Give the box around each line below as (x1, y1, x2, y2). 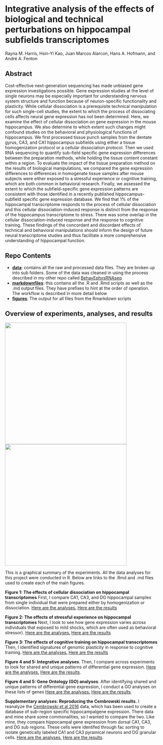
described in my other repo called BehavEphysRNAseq (12, 275, 122, 280)
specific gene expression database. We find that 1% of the (22, 196, 139, 202)
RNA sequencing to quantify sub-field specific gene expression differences (5, 150, 156, 156)
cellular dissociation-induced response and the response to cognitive (5, 217, 144, 223)
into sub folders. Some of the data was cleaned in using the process (12, 270, 148, 276)
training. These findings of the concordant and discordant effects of (5, 222, 141, 228)
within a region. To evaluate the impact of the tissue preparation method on (5, 160, 156, 166)
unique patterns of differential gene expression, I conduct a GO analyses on (5, 684, 157, 690)
